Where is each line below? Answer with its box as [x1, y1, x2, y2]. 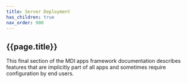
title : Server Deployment [6, 8, 70, 15]
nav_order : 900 [6, 20, 44, 25]
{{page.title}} [6, 41, 58, 52]
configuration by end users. [6, 70, 74, 77]
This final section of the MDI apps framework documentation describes [6, 58, 181, 65]
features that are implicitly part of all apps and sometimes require [6, 63, 167, 71]
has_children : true [6, 14, 55, 20]
